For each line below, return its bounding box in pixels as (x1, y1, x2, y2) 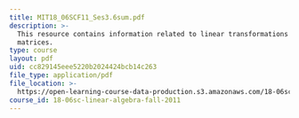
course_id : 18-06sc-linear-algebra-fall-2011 (9, 95, 181, 105)
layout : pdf (9, 54, 53, 63)
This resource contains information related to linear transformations (17, 29, 289, 38)
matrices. (17, 37, 53, 47)
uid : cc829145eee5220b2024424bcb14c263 (9, 63, 158, 72)
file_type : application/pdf (9, 71, 114, 80)
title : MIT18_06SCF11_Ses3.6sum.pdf (9, 12, 145, 22)
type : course (9, 46, 58, 55)
